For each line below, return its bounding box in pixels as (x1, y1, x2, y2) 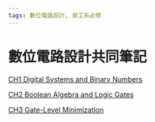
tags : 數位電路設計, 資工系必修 (8, 11, 102, 20)
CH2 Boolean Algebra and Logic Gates (8, 90, 134, 99)
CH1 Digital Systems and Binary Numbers (8, 74, 143, 83)
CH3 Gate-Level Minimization (8, 105, 104, 114)
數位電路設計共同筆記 (8, 48, 148, 65)
